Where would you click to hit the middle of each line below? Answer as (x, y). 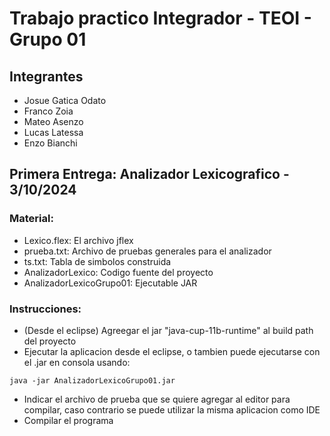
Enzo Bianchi (50, 143)
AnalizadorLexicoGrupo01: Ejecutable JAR (110, 283)
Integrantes (46, 76)
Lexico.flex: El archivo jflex (78, 240)
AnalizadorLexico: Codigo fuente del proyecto (118, 272)
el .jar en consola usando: (77, 362)
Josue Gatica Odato (65, 100)
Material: (31, 219)
